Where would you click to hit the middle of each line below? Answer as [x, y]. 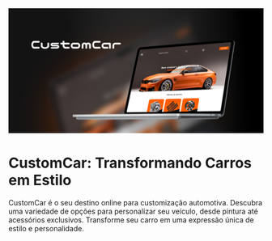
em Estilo [40, 180]
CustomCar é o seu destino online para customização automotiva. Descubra [136, 203]
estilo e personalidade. [47, 229]
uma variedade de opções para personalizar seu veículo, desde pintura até [134, 211]
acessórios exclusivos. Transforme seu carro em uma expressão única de [131, 220]
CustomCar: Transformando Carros [130, 163]
